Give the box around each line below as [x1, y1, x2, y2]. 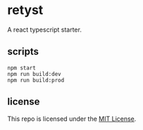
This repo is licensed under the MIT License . [7, 115, 137, 123]
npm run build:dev [7, 70, 61, 77]
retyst [7, 2, 44, 18]
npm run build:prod [7, 77, 65, 84]
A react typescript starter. [7, 25, 82, 34]
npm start [7, 64, 37, 72]
